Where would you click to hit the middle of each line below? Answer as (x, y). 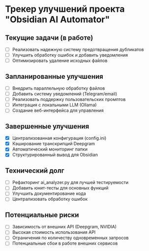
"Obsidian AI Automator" (58, 19)
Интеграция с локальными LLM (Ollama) (54, 105)
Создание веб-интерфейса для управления (58, 110)
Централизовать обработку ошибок (50, 199)
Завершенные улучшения (47, 126)
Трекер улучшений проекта (65, 9)
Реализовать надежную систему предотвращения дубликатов (78, 49)
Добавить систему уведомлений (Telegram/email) (65, 94)
